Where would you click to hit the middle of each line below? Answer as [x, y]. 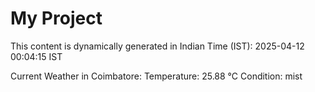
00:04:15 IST [36, 56]
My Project [56, 18]
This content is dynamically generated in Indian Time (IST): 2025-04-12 [157, 46]
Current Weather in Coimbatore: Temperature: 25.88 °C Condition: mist [156, 76]
